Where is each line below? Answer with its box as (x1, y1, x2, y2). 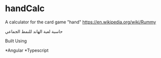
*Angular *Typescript (5, 47, 49, 53)
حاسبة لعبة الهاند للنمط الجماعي (5, 28, 63, 34)
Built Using (5, 38, 27, 44)
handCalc (5, 3, 45, 14)
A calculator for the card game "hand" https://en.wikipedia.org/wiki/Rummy (5, 19, 157, 25)
